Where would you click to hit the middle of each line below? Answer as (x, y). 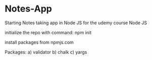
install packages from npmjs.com (39, 42)
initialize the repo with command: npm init (48, 32)
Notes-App (29, 9)
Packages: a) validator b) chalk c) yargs (46, 52)
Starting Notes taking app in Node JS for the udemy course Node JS (76, 23)
